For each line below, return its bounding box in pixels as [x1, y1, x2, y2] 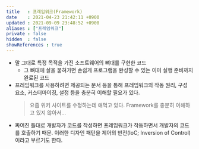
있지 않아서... [36, 108, 67, 116]
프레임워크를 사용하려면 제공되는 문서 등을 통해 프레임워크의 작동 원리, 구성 [14, 81, 188, 88]
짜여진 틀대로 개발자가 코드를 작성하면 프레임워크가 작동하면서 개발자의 [14, 122, 179, 129]
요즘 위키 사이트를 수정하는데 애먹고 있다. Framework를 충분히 [29, 101, 175, 108]
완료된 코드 [23, 74, 49, 81]
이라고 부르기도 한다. [14, 136, 63, 144]
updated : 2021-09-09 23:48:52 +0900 [6, 20, 100, 26]
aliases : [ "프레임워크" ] [6, 25, 64, 32]
